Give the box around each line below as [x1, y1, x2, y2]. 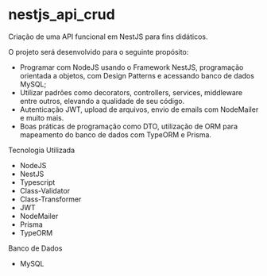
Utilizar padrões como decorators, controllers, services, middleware [19, 87, 243, 97]
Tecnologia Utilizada [8, 145, 75, 155]
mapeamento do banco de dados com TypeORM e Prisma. [19, 129, 212, 140]
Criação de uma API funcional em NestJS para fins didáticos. [8, 32, 208, 41]
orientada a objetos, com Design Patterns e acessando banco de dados [19, 71, 254, 80]
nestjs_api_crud [8, 6, 115, 24]
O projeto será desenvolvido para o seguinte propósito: [8, 47, 189, 56]
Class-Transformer [19, 194, 82, 204]
